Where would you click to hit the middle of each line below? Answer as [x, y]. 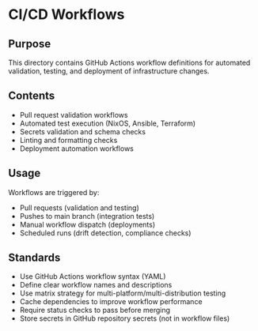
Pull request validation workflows [74, 115]
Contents [32, 96]
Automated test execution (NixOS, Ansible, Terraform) [108, 123]
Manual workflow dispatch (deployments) [87, 224]
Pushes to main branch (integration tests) [87, 216]
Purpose [30, 44]
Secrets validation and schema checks [83, 131]
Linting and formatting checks [68, 140]
